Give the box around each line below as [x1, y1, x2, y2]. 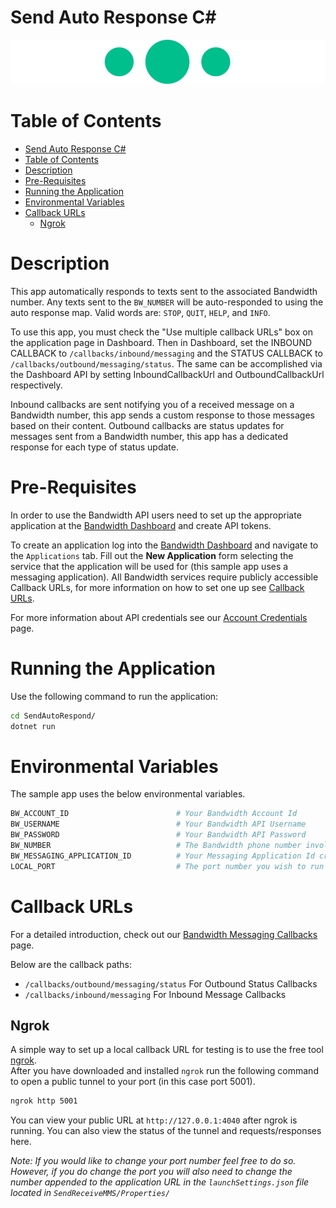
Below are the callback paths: [10, 958, 133, 970]
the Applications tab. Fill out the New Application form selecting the [10, 549, 294, 561]
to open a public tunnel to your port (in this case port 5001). [10, 1076, 256, 1088]
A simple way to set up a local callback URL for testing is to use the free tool [10, 1044, 324, 1056]
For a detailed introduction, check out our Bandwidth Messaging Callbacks [10, 928, 318, 940]
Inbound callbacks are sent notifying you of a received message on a [10, 398, 295, 410]
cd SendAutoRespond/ [10, 711, 97, 721]
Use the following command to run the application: [10, 690, 219, 702]
